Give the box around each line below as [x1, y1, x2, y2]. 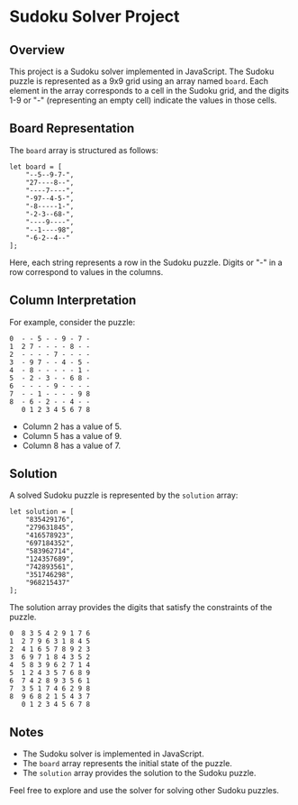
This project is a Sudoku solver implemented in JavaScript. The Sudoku [9, 66, 275, 77]
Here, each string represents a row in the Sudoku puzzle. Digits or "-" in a [9, 257, 283, 268]
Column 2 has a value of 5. [22, 421, 122, 432]
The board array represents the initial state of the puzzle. [22, 758, 232, 769]
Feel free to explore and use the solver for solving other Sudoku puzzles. [9, 785, 279, 796]
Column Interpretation [9, 293, 137, 308]
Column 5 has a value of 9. [22, 430, 122, 441]
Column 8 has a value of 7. [22, 440, 122, 451]
